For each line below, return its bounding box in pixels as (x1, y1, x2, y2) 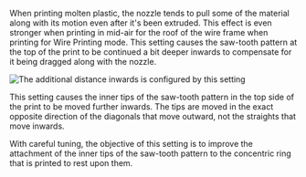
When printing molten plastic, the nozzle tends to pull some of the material (9, 8, 290, 18)
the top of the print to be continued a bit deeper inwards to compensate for (9, 47, 292, 57)
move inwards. (9, 120, 66, 131)
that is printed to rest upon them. (9, 158, 133, 168)
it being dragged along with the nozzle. (9, 57, 157, 67)
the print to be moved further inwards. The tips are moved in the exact (9, 101, 274, 112)
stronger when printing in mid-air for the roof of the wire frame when (9, 27, 269, 37)
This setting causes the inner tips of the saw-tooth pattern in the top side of (9, 91, 295, 102)
